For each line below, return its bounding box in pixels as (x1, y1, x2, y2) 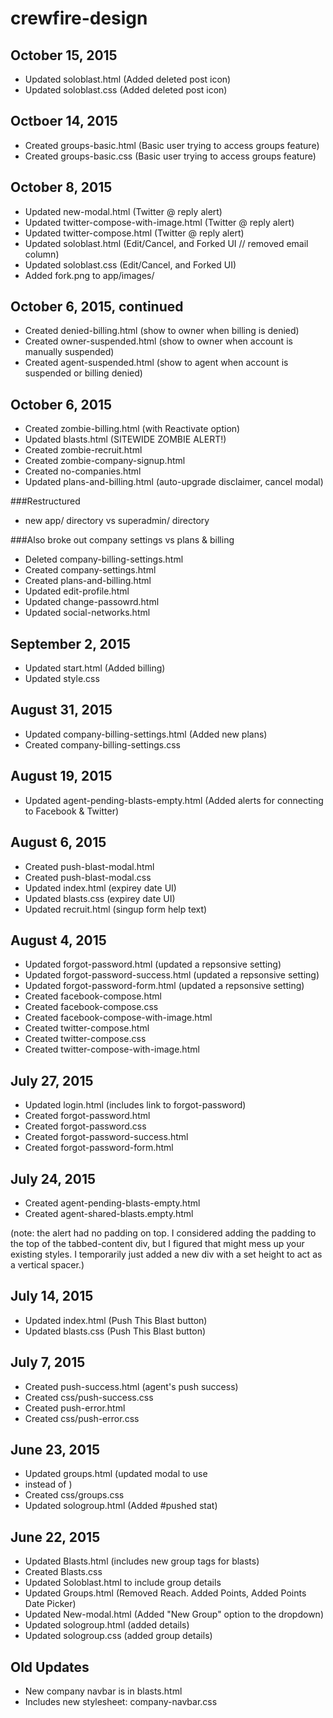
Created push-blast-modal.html (24, 860, 155, 872)
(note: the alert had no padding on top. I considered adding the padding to (10, 1227, 317, 1239)
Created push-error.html (24, 1402, 126, 1414)
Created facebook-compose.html (24, 990, 162, 1002)
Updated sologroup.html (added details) (24, 1619, 190, 1631)
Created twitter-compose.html (24, 1022, 150, 1034)
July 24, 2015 (10, 1170, 97, 1187)
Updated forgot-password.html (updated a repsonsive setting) (24, 958, 282, 971)
